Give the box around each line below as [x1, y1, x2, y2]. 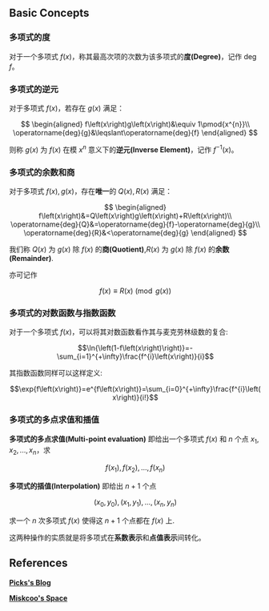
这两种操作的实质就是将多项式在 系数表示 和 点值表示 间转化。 [9, 533, 206, 542]
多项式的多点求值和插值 [9, 414, 99, 425]
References [9, 557, 68, 570]
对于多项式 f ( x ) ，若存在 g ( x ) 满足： [9, 103, 125, 113]
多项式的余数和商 [9, 167, 75, 178]
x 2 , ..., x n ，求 [9, 445, 51, 457]
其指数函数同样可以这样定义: [9, 368, 103, 378]
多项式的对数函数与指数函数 [9, 308, 116, 319]
